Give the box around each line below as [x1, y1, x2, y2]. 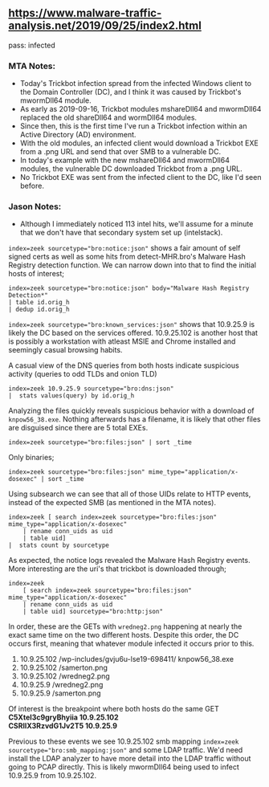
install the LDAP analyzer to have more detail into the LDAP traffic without [8, 754, 251, 764]
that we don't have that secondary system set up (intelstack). [19, 228, 223, 238]
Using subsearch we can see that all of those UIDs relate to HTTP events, [8, 489, 251, 499]
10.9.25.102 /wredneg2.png [19, 671, 110, 681]
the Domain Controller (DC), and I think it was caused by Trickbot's [19, 88, 242, 97]
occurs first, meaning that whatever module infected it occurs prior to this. [8, 638, 255, 649]
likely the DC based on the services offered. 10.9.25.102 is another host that [8, 328, 259, 338]
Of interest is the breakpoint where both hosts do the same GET [8, 704, 219, 714]
